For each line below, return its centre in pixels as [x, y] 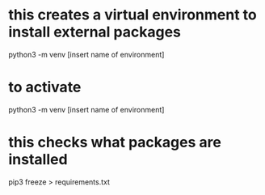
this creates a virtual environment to [132, 15]
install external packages [95, 32]
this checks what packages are [115, 142]
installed [38, 160]
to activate [45, 87]
